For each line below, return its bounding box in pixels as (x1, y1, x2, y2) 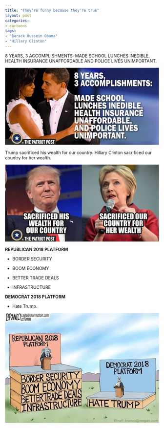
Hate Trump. (12, 303, 38, 309)
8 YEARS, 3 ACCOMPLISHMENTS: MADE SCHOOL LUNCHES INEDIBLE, (5, 53, 150, 59)
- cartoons (5, 23, 27, 28)
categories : (5, 18, 29, 23)
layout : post (5, 13, 32, 18)
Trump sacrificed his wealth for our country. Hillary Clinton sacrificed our (5, 150, 152, 155)
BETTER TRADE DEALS (12, 275, 60, 280)
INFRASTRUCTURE (12, 284, 51, 290)
